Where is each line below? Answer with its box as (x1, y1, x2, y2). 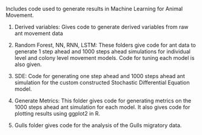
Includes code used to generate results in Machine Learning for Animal (5, 5, 183, 12)
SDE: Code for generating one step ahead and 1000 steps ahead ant (14, 73, 186, 79)
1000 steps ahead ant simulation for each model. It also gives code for (14, 104, 190, 111)
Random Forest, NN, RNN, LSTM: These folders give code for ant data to (14, 42, 197, 48)
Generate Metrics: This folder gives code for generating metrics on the (14, 97, 192, 104)
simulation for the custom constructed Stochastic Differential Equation (14, 79, 190, 86)
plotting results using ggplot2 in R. (14, 110, 101, 117)
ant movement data (14, 30, 63, 37)
